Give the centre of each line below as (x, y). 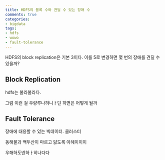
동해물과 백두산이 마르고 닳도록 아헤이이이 (46, 142)
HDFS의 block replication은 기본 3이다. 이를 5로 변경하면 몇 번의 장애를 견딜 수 (82, 57)
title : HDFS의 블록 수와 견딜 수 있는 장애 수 (48, 10)
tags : (11, 28)
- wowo (12, 38)
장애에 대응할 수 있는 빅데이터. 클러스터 (43, 131)
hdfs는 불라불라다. (23, 92)
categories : (17, 19)
